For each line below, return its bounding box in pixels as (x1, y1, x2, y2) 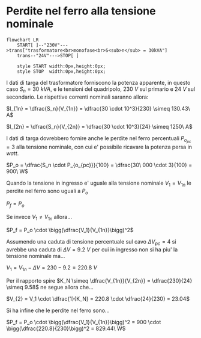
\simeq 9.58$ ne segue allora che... (6, 283, 94, 290)
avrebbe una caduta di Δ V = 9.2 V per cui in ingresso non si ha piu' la (6, 245, 178, 253)
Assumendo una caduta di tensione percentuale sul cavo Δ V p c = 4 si (6, 238, 176, 247)
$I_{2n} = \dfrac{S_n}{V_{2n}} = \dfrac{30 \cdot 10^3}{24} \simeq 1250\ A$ (6, 123, 193, 130)
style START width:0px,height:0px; (17, 63, 106, 69)
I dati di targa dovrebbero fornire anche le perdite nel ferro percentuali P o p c (6, 134, 191, 144)
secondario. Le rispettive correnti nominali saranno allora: (6, 93, 149, 100)
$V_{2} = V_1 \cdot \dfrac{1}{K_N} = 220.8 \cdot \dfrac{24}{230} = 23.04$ (6, 295, 190, 302)
